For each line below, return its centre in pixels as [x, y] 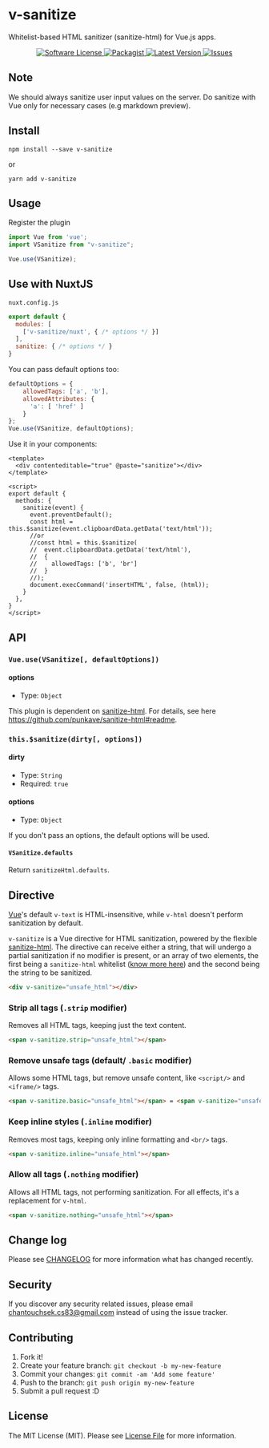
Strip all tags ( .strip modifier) [68, 1008]
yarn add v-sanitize [43, 179]
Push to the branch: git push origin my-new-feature [107, 1383]
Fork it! [32, 1357]
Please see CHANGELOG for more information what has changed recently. [131, 1260]
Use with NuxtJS [51, 284]
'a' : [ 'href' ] [56, 406]
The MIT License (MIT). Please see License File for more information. [122, 1435]
